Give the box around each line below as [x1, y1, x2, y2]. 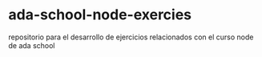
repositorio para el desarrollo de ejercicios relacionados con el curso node [8, 32, 254, 42]
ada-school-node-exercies [8, 6, 192, 24]
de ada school [8, 40, 55, 50]
